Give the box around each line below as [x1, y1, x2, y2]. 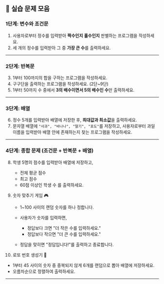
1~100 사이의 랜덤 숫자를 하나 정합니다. [19, 204, 94, 210]
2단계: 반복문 [5, 63, 35, 69]
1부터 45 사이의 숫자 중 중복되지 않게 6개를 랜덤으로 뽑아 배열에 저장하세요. [12, 262, 155, 268]
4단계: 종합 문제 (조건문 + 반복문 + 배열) [5, 147, 94, 154]
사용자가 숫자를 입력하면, [19, 215, 67, 220]
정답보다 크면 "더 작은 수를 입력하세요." [27, 225, 101, 231]
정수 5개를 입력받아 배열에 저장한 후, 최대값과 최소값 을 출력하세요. [12, 117, 137, 123]
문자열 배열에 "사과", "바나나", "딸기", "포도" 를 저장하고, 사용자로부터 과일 [12, 123, 155, 129]
